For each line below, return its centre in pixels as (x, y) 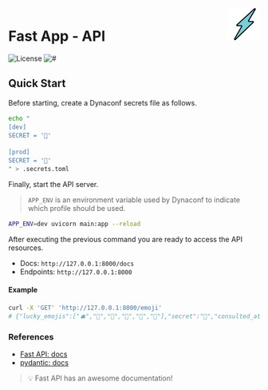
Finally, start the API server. (53, 184)
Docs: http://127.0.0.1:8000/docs (77, 263)
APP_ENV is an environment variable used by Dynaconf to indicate (134, 200)
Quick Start (37, 84)
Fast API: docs (43, 354)
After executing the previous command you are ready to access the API (126, 239)
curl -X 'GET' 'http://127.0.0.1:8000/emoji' (85, 308)
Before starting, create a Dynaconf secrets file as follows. (102, 102)
